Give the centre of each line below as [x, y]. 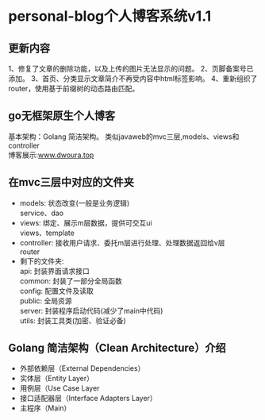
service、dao [42, 213]
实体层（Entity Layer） [56, 379]
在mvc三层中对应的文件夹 [71, 182]
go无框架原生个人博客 [62, 116]
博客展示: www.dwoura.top [51, 155]
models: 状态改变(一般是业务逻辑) [75, 202]
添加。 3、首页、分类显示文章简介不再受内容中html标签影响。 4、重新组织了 [133, 79]
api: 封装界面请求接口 [54, 271]
